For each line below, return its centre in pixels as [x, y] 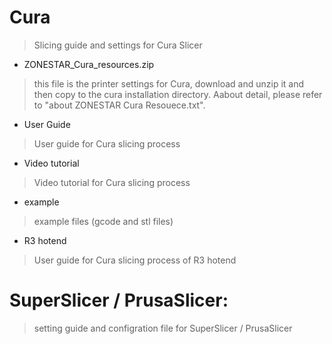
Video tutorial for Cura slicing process [112, 182]
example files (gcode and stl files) [103, 221]
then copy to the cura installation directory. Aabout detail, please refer [178, 94]
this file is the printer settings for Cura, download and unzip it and [169, 83]
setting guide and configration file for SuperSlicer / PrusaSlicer [163, 328]
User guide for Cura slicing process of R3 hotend [135, 260]
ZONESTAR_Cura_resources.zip [89, 64]
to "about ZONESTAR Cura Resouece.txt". [119, 105]
